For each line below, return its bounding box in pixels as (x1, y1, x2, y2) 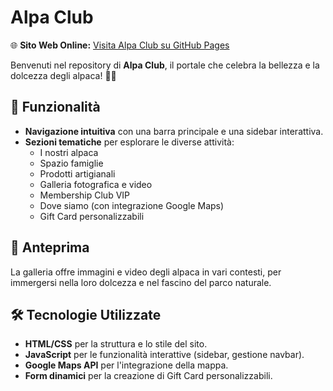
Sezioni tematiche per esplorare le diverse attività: (24, 136, 235, 148)
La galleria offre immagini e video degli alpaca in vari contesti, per (10, 266, 282, 278)
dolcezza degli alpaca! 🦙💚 (10, 69, 117, 81)
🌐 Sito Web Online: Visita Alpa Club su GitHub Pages (10, 39, 230, 51)
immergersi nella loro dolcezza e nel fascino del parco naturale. (10, 276, 272, 288)
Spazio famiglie (39, 157, 104, 169)
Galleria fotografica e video (39, 178, 153, 190)
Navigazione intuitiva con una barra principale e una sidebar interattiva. (24, 125, 324, 137)
